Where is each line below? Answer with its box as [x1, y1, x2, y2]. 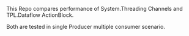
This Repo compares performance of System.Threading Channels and [6, 5, 183, 12]
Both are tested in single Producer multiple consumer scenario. [6, 23, 165, 30]
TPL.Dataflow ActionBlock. [6, 11, 74, 19]
